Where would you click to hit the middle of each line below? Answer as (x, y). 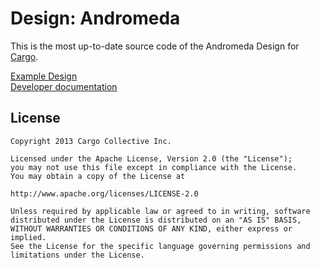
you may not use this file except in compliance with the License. (154, 167)
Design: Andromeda (95, 18)
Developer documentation (64, 86)
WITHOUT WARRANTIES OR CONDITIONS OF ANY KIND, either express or (151, 228)
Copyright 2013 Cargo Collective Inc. (91, 141)
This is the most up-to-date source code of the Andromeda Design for (155, 46)
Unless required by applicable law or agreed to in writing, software (160, 211)
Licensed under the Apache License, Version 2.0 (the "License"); (151, 158)
